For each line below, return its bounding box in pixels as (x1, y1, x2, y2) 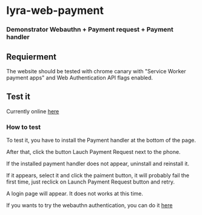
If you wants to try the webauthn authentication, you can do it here (6, 202, 173, 209)
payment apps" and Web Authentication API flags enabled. (6, 74, 153, 81)
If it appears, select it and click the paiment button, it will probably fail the (6, 172, 190, 179)
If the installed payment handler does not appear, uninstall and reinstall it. (6, 160, 190, 167)
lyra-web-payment (6, 4, 104, 18)
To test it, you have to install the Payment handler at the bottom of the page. (6, 137, 196, 144)
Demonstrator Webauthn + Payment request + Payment (6, 25, 174, 34)
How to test (6, 122, 41, 131)
